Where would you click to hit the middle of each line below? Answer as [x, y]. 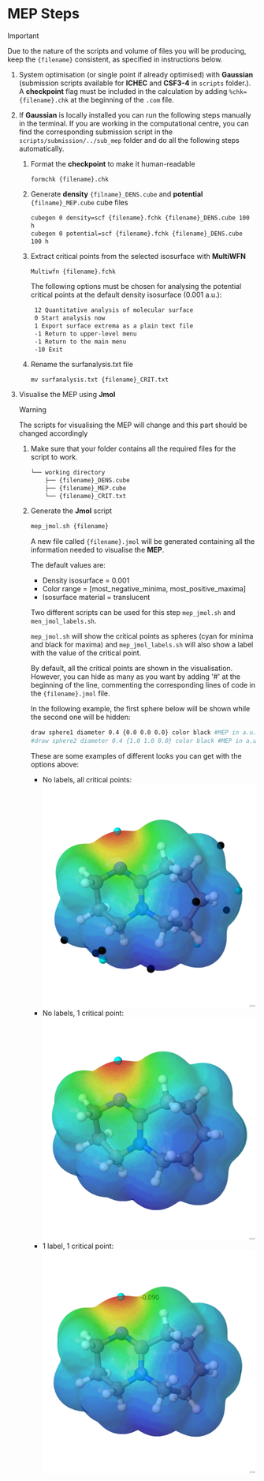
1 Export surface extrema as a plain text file [114, 326]
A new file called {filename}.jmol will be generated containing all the [143, 541]
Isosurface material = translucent [96, 597]
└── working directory [68, 472]
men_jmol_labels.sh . [63, 621]
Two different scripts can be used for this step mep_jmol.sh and [133, 612]
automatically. [41, 148]
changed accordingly [53, 433]
